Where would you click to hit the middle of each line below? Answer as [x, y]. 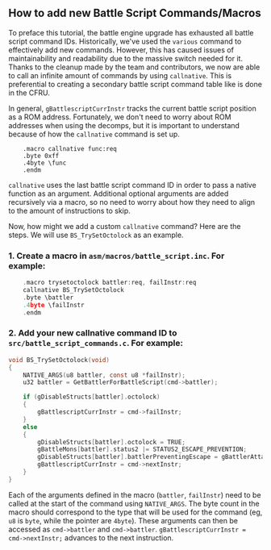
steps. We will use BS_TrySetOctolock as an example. [96, 235]
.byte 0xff [41, 156]
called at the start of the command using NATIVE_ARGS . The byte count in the [134, 503]
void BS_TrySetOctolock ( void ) [59, 360]
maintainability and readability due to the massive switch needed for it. [126, 58]
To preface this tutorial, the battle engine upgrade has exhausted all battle [131, 32]
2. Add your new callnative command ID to [93, 333]
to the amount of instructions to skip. [69, 210]
